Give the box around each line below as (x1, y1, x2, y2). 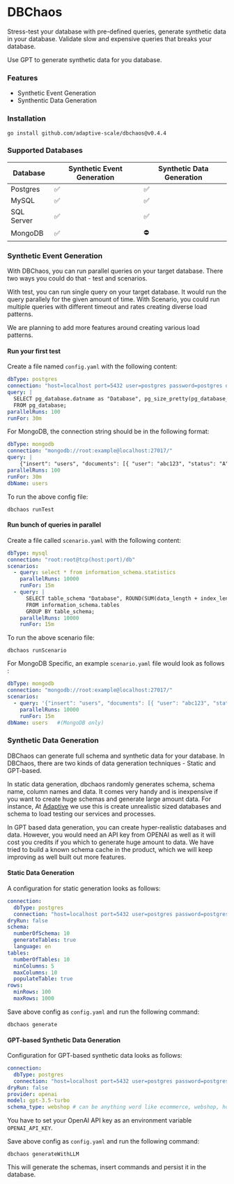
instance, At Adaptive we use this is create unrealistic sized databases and (7, 802, 221, 810)
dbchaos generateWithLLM (7, 1151, 79, 1158)
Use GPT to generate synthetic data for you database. (7, 55, 162, 63)
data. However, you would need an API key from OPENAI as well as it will (7, 830, 216, 839)
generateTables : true (13, 936, 77, 944)
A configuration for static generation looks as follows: (7, 884, 161, 892)
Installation (7, 114, 47, 123)
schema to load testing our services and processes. (7, 809, 156, 818)
